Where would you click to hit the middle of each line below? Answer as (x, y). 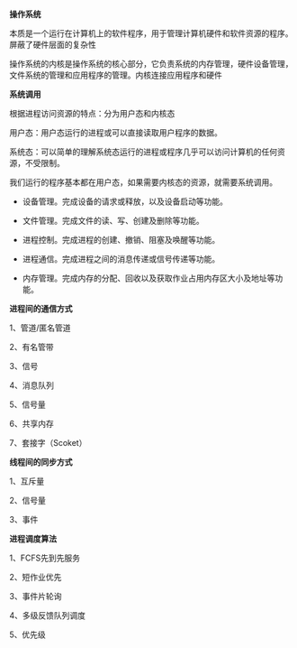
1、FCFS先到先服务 (45, 558)
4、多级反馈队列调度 (48, 616)
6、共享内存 (31, 424)
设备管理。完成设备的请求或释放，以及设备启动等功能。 (125, 201)
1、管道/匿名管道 (40, 328)
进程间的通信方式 (41, 309)
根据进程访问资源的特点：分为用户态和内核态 (92, 113)
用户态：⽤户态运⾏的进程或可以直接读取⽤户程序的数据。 (116, 133)
